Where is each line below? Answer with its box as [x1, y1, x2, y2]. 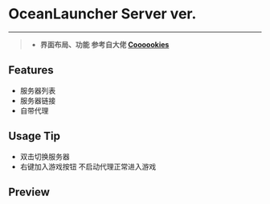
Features [8, 63, 54, 77]
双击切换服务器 [19, 151, 70, 161]
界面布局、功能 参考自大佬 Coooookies [39, 39, 170, 49]
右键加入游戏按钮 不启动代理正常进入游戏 [19, 162, 157, 171]
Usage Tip [8, 130, 61, 143]
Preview [8, 185, 51, 198]
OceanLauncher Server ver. [8, 5, 197, 23]
